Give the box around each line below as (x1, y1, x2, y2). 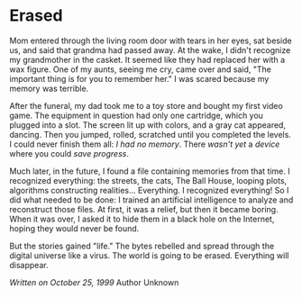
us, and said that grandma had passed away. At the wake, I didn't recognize (9, 44, 291, 55)
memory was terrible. (9, 83, 89, 94)
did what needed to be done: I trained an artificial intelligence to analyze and (9, 194, 294, 205)
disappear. (9, 259, 49, 270)
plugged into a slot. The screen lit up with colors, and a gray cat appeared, (9, 119, 287, 130)
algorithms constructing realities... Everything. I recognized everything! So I (9, 184, 289, 195)
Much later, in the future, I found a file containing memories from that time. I (9, 166, 290, 176)
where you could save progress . (9, 148, 129, 158)
